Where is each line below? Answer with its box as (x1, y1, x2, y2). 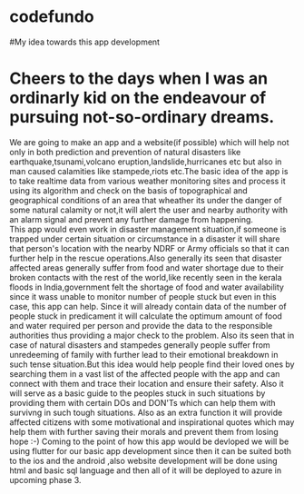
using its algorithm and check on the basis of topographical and (9, 184, 248, 196)
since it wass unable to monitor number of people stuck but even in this (9, 291, 277, 301)
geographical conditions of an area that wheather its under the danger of (9, 194, 282, 205)
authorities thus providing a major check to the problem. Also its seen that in (9, 330, 295, 341)
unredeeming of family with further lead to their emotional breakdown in (9, 349, 279, 360)
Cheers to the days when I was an (9, 68, 269, 89)
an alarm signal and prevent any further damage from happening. (9, 213, 254, 224)
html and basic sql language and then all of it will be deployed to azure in (9, 465, 282, 476)
